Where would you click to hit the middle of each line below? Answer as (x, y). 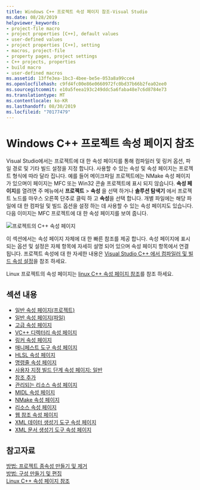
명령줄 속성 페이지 (36, 363)
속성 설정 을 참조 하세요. (39, 261)
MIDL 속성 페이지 (35, 392)
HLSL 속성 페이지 (35, 355)
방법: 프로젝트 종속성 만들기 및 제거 (47, 466)
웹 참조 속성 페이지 (36, 415)
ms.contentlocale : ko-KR (37, 101)
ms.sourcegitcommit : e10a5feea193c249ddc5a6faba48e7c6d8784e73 (87, 90)
